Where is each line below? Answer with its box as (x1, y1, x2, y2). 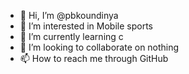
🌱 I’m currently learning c (19, 31, 124, 42)
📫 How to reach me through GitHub (19, 53, 169, 64)
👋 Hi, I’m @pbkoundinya (19, 10, 119, 21)
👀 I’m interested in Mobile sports (19, 20, 153, 32)
